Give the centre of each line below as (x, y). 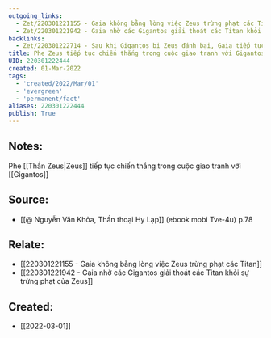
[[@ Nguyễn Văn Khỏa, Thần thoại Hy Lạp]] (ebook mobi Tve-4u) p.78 (136, 219)
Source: (29, 200)
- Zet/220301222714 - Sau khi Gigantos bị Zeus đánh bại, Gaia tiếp (133, 46)
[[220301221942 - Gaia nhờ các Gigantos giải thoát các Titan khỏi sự (135, 273)
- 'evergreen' (39, 91)
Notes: (25, 146)
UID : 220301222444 (39, 61)
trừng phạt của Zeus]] (56, 281)
